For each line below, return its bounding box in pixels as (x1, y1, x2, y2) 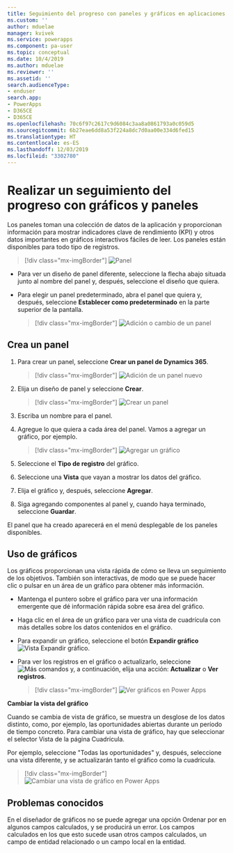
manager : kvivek (7, 29, 54, 37)
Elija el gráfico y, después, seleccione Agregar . (17, 486, 153, 494)
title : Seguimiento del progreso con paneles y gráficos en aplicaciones (7, 10, 226, 17)
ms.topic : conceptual (7, 49, 70, 56)
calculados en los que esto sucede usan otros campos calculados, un (7, 830, 207, 839)
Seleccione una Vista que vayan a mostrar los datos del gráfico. (17, 473, 202, 481)
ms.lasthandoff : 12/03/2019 (7, 146, 89, 153)
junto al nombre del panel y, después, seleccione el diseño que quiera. (17, 276, 220, 285)
